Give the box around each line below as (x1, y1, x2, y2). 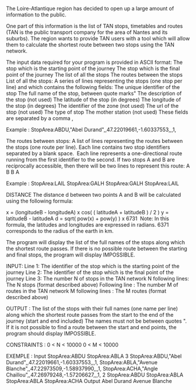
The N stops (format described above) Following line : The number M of (6, 281, 178, 288)
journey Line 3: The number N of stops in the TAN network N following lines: (6, 275, 190, 282)
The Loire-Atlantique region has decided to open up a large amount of (6, 5, 174, 12)
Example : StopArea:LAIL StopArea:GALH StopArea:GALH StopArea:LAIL (6, 180, 179, 187)
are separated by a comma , (6, 115, 74, 122)
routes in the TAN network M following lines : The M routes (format (6, 288, 167, 295)
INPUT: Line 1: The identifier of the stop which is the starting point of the (6, 263, 180, 269)
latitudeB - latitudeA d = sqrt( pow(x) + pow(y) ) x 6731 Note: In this (6, 215, 169, 222)
